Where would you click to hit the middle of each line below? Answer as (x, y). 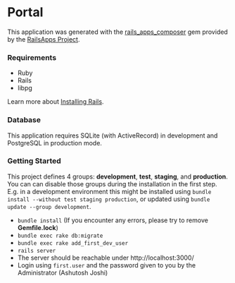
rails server (37, 251)
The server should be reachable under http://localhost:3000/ (106, 258)
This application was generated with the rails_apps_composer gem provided (118, 32)
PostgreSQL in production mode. (55, 143)
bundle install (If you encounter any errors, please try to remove (113, 220)
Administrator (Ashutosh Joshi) (63, 272)
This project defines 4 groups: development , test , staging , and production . (118, 176)
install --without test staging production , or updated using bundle (109, 199)
